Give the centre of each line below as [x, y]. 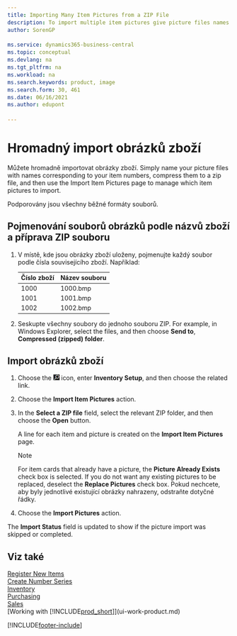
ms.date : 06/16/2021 [38, 97]
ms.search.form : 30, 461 [44, 90]
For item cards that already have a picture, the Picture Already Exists [119, 469]
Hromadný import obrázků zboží [104, 148]
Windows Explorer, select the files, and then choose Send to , [106, 331]
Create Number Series [40, 581]
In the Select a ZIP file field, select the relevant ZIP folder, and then [115, 413]
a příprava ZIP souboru [59, 238]
